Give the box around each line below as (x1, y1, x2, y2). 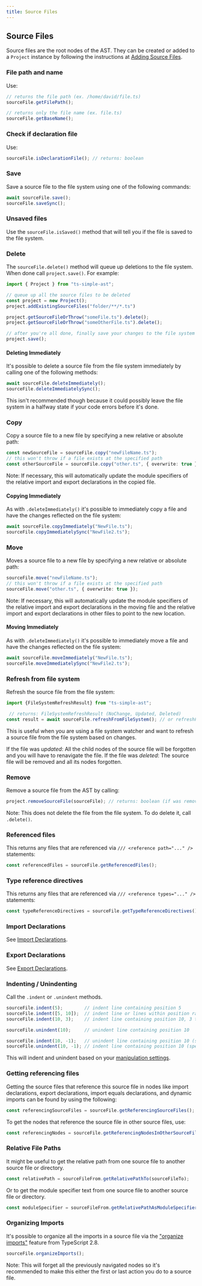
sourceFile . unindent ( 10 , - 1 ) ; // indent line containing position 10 (6, 1043, 185, 1049)
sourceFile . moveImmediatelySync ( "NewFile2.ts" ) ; (6, 660, 130, 666)
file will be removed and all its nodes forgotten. (6, 758, 122, 765)
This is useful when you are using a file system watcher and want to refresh (6, 727, 194, 734)
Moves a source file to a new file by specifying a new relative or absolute (6, 557, 187, 564)
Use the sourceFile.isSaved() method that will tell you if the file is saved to (6, 228, 192, 235)
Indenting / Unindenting (6, 980, 78, 988)
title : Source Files (6, 8, 58, 15)
